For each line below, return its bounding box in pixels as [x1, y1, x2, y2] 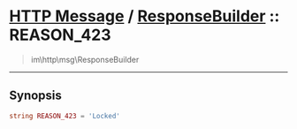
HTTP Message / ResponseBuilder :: [9, 6, 280, 27]
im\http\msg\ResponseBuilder [30, 54, 140, 64]
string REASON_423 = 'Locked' [9, 111, 121, 120]
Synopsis [9, 88, 62, 103]
